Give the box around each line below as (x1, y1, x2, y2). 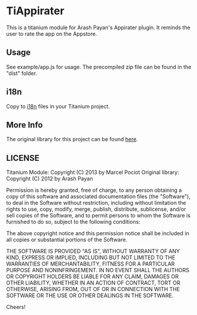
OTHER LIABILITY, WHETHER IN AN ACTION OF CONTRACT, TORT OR (6, 279, 180, 286)
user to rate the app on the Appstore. (6, 30, 97, 37)
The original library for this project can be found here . (6, 136, 138, 143)
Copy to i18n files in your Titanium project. (6, 102, 110, 110)
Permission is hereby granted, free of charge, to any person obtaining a (6, 186, 182, 194)
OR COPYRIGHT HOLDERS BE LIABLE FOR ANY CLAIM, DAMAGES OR (6, 273, 179, 280)
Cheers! (6, 304, 26, 311)
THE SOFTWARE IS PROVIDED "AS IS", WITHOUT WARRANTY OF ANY (6, 248, 180, 255)
